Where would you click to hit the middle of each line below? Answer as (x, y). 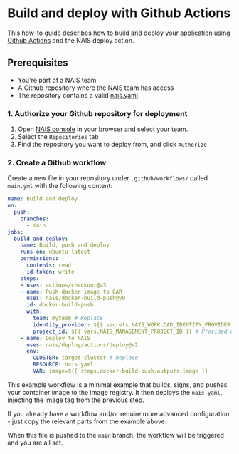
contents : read (49, 265)
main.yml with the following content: (60, 186)
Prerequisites (38, 63)
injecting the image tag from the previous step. (76, 400)
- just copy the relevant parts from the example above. (87, 421)
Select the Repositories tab (58, 137)
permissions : (39, 259)
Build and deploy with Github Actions (119, 13)
